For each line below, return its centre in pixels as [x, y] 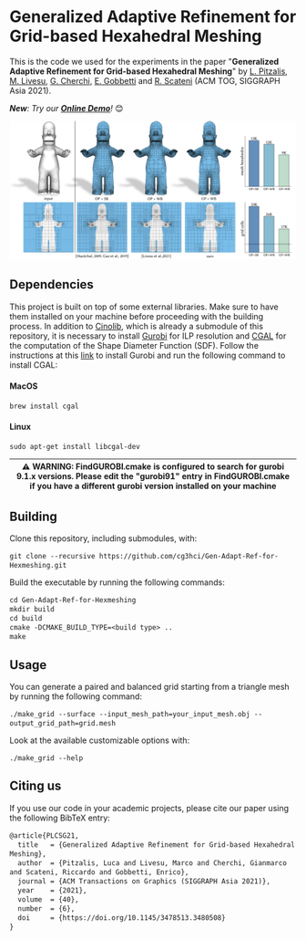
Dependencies [51, 285]
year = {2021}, [53, 890]
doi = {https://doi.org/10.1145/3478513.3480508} [122, 918]
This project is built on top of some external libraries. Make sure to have [144, 307]
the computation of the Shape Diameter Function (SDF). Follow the [134, 345]
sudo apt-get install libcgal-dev [75, 447]
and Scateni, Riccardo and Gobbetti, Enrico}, [99, 872]
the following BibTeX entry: [60, 818]
